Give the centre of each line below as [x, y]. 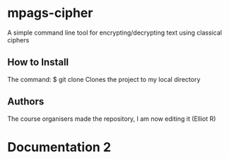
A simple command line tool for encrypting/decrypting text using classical [115, 33]
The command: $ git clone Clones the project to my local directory [104, 79]
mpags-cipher [50, 13]
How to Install [38, 63]
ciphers [18, 40]
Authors [26, 101]
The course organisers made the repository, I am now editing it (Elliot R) [112, 119]
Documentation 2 [59, 147]
